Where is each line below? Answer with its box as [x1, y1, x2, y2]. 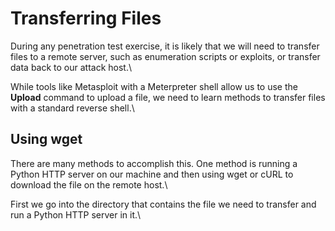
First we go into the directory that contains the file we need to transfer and [10, 198, 317, 210]
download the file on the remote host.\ [10, 178, 168, 191]
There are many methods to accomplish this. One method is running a [10, 157, 298, 169]
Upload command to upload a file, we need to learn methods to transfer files [10, 91, 326, 103]
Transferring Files [10, 7, 162, 30]
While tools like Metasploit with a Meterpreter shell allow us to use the [10, 80, 298, 92]
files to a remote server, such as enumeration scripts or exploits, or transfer [10, 50, 321, 62]
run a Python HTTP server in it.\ [10, 208, 142, 221]
